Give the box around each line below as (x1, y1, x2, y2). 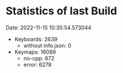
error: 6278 (23, 61, 52, 68)
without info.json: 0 (23, 42, 72, 49)
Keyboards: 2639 (14, 35, 58, 42)
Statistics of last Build (5, 4, 118, 18)
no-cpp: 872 (23, 54, 55, 62)
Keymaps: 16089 (14, 48, 57, 55)
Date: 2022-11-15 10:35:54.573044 (5, 24, 92, 31)
